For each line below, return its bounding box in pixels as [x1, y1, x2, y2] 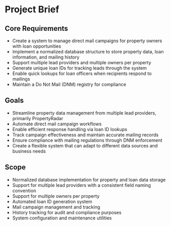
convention [12, 187, 36, 194]
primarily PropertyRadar [12, 115, 64, 121]
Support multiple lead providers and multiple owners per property [12, 60, 151, 65]
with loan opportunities [12, 43, 61, 49]
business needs [12, 148, 46, 154]
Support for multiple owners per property [12, 193, 100, 199]
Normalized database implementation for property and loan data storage [12, 176, 166, 183]
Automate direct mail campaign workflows [12, 121, 102, 127]
